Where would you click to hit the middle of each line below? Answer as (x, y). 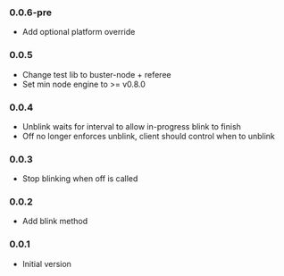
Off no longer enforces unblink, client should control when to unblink (148, 136)
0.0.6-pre (30, 13)
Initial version (46, 263)
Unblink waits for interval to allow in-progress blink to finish (131, 126)
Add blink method (55, 222)
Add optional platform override (79, 32)
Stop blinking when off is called (80, 179)
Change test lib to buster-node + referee (96, 74)
